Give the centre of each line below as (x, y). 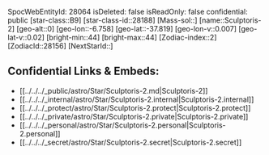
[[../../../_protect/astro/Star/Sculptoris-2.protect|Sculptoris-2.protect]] (135, 107)
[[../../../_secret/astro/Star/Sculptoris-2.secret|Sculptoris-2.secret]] (130, 142)
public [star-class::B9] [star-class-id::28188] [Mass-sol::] (102, 20)
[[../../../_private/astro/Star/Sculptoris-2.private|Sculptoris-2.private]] (134, 116)
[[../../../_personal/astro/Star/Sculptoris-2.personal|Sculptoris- (122, 125)
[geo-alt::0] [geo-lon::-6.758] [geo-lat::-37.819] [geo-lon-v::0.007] (126, 29)
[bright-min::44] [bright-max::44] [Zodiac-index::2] (132, 37)
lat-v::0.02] (26, 37)
